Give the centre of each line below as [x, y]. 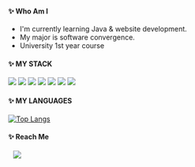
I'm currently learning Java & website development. [103, 29]
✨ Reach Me [29, 137]
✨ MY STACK [30, 64]
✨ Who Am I [28, 11]
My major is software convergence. [77, 37]
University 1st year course [62, 46]
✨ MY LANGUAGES [40, 101]
